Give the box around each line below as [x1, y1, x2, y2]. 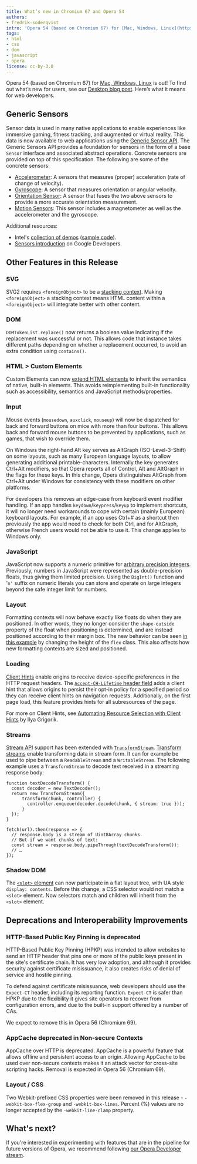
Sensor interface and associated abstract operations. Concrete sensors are [6, 149, 186, 157]
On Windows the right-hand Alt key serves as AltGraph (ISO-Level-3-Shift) [6, 446, 186, 453]
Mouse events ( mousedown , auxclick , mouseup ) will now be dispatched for [6, 416, 180, 423]
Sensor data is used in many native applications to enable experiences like [6, 125, 186, 132]
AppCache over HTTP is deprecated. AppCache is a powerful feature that [6, 1047, 184, 1054]
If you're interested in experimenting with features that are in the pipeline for [6, 1139, 191, 1146]
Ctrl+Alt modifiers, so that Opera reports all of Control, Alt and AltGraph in [6, 465, 185, 472]
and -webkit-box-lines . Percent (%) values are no [62, 1100, 184, 1107]
